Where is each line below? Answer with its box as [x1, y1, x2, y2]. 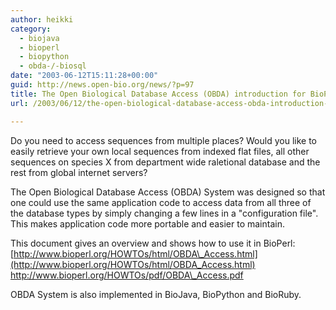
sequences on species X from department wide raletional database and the [10, 156, 321, 168]
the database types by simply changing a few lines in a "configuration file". [10, 207, 319, 219]
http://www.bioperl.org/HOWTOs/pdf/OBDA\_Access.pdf [10, 269, 244, 281]
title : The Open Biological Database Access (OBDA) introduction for [10, 89, 307, 99]
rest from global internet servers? [10, 166, 148, 178]
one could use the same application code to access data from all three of [10, 196, 312, 208]
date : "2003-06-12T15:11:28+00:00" [10, 71, 159, 81]
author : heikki [10, 14, 74, 25]
